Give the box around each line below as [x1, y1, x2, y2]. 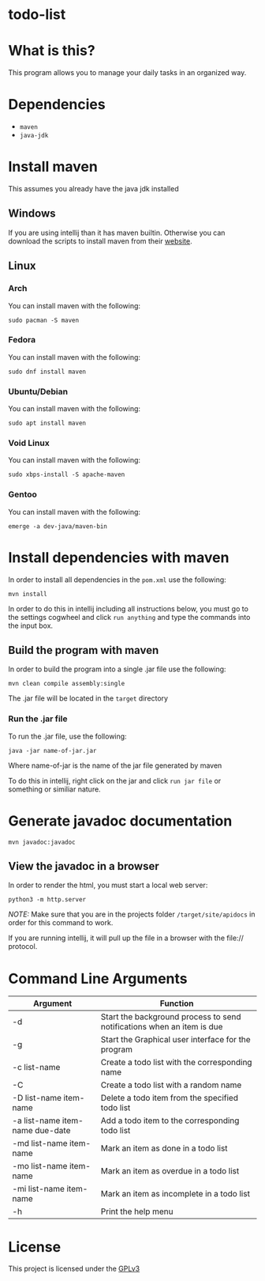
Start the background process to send [100, 1011, 241, 1022]
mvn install [8, 590, 47, 598]
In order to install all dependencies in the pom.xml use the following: [8, 575, 226, 584]
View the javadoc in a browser [8, 860, 159, 873]
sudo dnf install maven [8, 368, 87, 376]
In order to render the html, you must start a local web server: [8, 880, 208, 890]
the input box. [8, 621, 54, 630]
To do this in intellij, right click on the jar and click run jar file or [8, 776, 222, 785]
